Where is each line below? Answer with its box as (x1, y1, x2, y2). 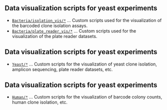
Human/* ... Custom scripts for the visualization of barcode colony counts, (11, 94, 162, 100)
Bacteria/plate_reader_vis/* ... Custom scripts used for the (11, 27, 136, 34)
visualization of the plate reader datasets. (11, 33, 97, 39)
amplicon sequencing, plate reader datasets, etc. (11, 66, 113, 72)
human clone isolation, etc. (11, 99, 68, 105)
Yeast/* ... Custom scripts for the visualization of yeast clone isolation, (11, 61, 157, 67)
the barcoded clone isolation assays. (11, 22, 88, 28)
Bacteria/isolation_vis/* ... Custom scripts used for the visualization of (11, 17, 162, 23)
